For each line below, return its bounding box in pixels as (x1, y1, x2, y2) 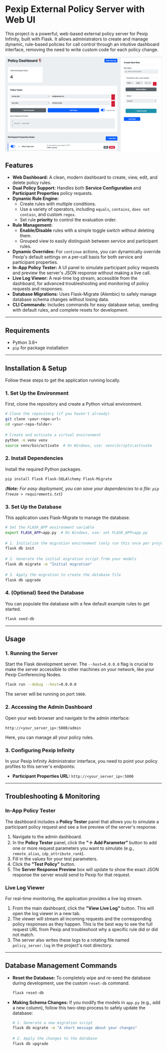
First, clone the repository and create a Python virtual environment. (5, 401, 143, 407)
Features (5, 161, 33, 169)
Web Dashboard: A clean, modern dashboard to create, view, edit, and (12, 174, 158, 180)
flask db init (5, 546, 35, 551)
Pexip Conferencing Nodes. (5, 672, 62, 678)
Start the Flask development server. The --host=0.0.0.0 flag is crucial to (5, 661, 154, 667)
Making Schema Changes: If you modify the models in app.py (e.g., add (12, 999, 161, 1005)
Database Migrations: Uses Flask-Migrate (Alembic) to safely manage (12, 291, 157, 297)
